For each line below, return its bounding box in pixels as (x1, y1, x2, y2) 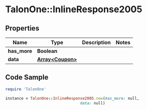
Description (82, 39, 111, 46)
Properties (5, 24, 40, 33)
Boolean (37, 47, 57, 54)
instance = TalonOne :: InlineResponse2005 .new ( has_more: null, (5, 96, 139, 101)
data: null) (80, 100, 105, 105)
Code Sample (5, 73, 49, 82)
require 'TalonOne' (5, 87, 47, 92)
